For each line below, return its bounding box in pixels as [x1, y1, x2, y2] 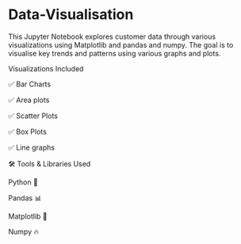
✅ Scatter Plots [8, 111, 58, 120]
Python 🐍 [8, 177, 38, 187]
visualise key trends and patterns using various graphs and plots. [8, 48, 221, 58]
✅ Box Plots [8, 127, 48, 136]
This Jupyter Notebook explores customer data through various [8, 32, 216, 41]
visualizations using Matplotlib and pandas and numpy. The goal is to [8, 40, 234, 49]
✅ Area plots [8, 95, 50, 105]
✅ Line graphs [8, 143, 55, 152]
